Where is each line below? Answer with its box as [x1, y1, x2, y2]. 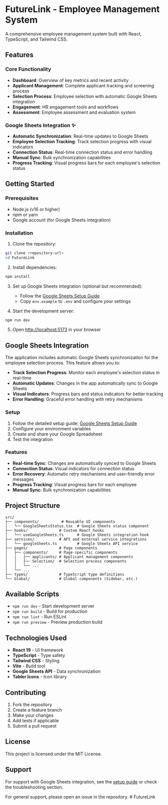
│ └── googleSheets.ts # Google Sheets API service [5, 541, 138, 546]
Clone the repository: [12, 241, 57, 247]
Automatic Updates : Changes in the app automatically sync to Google [12, 380, 158, 386]
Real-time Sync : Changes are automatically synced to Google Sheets [12, 460, 156, 466]
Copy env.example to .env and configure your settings [20, 298, 131, 304]
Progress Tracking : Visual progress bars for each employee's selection [12, 160, 160, 166]
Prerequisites [5, 195, 39, 202]
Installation [5, 229, 34, 237]
